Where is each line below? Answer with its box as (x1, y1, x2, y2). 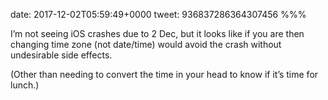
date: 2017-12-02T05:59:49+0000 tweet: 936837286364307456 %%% (10, 9, 307, 20)
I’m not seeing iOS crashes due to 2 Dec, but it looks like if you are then (10, 28, 305, 39)
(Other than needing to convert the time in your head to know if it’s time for (10, 69, 319, 80)
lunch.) (10, 79, 40, 91)
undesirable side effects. (10, 49, 113, 61)
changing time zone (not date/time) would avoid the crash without (10, 39, 282, 50)
